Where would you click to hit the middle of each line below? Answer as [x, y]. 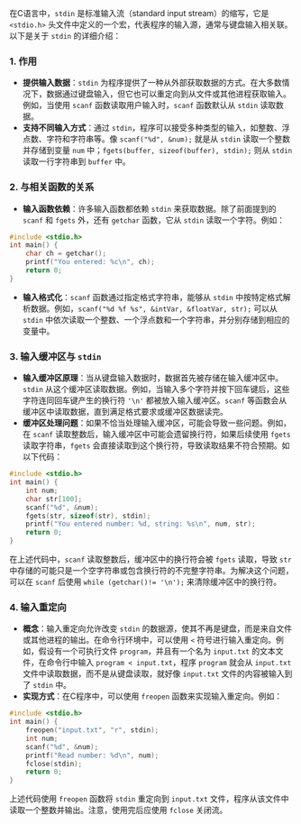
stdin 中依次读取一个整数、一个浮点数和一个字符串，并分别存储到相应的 [156, 319]
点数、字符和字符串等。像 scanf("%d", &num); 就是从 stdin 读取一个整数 [156, 139]
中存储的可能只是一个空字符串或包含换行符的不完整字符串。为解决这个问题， [151, 571]
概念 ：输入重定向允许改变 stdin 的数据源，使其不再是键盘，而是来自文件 [157, 628]
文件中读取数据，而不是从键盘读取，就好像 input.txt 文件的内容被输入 [154, 673]
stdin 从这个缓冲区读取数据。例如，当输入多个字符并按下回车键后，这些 [156, 389]
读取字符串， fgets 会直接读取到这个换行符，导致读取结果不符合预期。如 [156, 445]
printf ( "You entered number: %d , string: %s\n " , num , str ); [141, 524]
